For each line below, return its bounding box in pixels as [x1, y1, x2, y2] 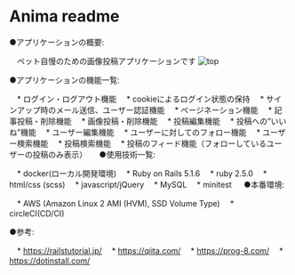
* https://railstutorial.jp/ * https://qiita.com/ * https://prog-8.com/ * [16, 245, 284, 255]
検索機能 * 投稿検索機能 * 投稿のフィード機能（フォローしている [16, 138, 267, 149]
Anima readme [9, 6, 120, 27]
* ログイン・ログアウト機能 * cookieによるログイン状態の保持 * [16, 93, 265, 104]
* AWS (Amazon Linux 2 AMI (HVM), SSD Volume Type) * [16, 198, 235, 208]
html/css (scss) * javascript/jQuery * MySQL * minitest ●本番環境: [9, 179, 285, 190]
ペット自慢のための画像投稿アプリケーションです [16, 55, 196, 66]
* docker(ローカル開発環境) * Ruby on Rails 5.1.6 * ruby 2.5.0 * [16, 167, 267, 179]
